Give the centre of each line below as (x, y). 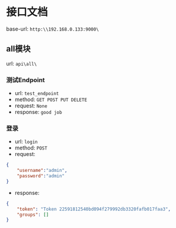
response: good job (38, 112)
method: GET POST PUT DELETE (51, 100)
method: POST (31, 148)
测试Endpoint (26, 80)
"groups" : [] (33, 214)
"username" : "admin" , (42, 171)
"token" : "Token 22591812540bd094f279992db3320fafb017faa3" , (94, 209)
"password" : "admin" (41, 176)
